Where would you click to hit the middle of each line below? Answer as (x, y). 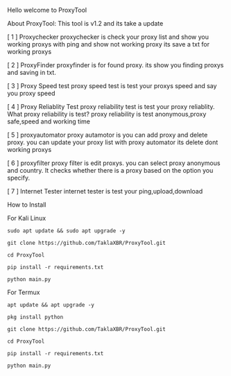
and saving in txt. (32, 72)
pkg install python (35, 317)
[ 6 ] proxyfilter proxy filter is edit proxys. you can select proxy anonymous (114, 163)
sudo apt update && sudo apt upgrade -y (67, 231)
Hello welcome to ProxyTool (47, 10)
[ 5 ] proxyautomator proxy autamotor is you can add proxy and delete (108, 135)
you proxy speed (31, 93)
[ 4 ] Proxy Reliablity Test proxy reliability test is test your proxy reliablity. (111, 106)
